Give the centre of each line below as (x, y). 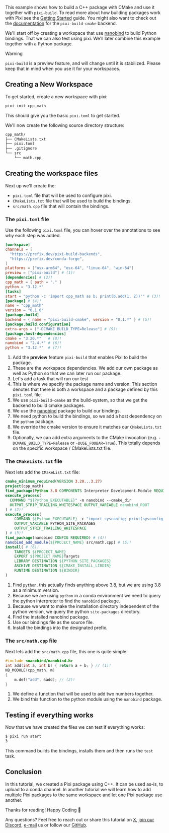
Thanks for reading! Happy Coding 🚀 (43, 810)
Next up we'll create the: (31, 185)
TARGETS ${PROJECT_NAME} (40, 552)
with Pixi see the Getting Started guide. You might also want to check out (81, 18)
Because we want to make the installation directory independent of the (86, 606)
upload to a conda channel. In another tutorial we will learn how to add (78, 789)
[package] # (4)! (23, 301)
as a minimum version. (36, 590)
